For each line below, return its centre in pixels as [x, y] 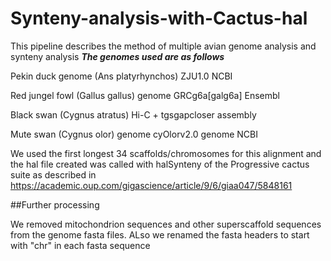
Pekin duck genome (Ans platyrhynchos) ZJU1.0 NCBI [121, 76]
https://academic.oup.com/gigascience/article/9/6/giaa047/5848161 [151, 185]
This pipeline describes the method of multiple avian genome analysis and [163, 46]
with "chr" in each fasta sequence [80, 245]
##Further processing [55, 204]
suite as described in [53, 174]
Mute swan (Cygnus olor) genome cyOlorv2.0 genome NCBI [134, 134]
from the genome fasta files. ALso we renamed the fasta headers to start [160, 234]
